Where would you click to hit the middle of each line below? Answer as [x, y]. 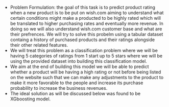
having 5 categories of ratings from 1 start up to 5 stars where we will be [86, 56]
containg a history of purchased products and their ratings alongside [82, 40]
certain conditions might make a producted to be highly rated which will [86, 18]
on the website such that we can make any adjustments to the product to [87, 77]
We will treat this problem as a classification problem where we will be [84, 50]
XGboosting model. [30, 99]
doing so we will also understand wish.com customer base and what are [86, 29]
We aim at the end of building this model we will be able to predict [79, 66]
